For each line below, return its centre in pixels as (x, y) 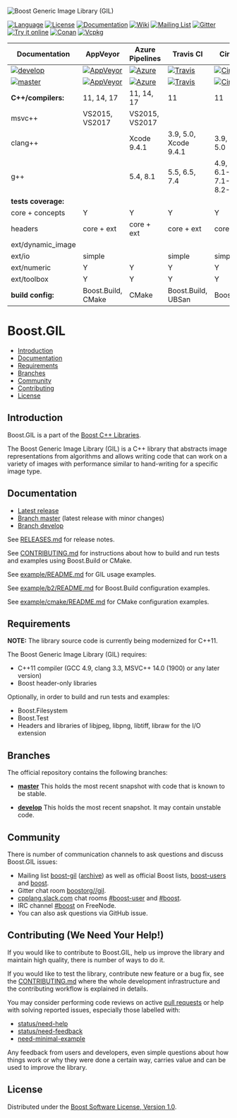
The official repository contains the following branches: (87, 773)
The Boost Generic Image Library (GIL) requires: (77, 655)
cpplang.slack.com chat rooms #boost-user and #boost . (99, 898)
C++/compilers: (38, 98)
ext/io (20, 256)
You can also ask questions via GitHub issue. (83, 913)
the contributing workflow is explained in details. (78, 989)
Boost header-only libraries (57, 684)
